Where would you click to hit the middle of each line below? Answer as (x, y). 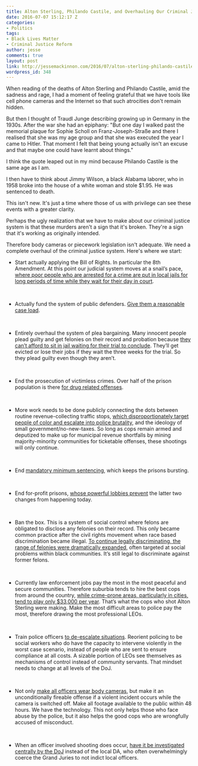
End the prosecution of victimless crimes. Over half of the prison (93, 381)
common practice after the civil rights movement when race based (95, 535)
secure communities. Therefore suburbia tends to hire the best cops (98, 589)
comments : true (25, 55)
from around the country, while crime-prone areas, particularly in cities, (101, 595)
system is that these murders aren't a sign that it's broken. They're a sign (95, 227)
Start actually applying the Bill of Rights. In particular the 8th (88, 262)
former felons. (32, 560)
